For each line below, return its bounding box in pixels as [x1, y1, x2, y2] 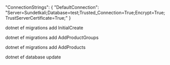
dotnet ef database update [5, 54, 61, 60]
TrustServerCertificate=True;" [5, 15, 68, 21]
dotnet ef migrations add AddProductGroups [5, 35, 99, 40]
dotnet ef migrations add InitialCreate [5, 25, 83, 31]
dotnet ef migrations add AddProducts [5, 44, 86, 50]
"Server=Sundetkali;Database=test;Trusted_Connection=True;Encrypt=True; [5, 10, 165, 16]
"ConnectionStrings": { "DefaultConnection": [5, 5, 99, 10]
